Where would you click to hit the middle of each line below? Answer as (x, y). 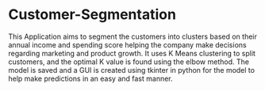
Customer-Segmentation (92, 15)
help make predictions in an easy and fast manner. (90, 78)
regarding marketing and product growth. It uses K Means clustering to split (132, 53)
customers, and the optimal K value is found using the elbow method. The (129, 62)
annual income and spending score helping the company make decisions (128, 44)
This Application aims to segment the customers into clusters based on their (133, 36)
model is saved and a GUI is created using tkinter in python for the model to (132, 70)
